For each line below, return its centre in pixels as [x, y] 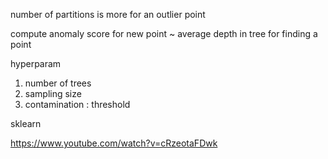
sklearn [26, 123]
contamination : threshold [77, 104]
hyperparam [36, 63]
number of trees [58, 83]
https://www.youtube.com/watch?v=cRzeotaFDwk [114, 143]
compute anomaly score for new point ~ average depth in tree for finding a [164, 33]
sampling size [53, 93]
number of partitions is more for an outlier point [108, 14]
